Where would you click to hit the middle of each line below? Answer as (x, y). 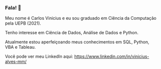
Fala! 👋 (13, 8)
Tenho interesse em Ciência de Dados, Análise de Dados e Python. (72, 33)
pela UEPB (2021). (23, 23)
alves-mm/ (16, 62)
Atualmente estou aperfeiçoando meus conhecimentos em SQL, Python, (77, 42)
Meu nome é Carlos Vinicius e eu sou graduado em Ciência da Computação (81, 18)
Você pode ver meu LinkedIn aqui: (39, 56)
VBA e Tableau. (20, 47)
